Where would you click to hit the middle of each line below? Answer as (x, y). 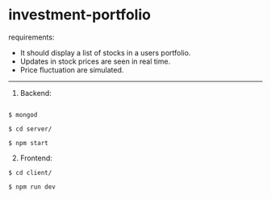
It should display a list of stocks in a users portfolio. (105, 52)
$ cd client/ (30, 172)
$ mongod (23, 114)
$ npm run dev (32, 187)
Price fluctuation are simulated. (72, 69)
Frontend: (36, 158)
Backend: (36, 93)
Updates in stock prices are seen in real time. (95, 61)
